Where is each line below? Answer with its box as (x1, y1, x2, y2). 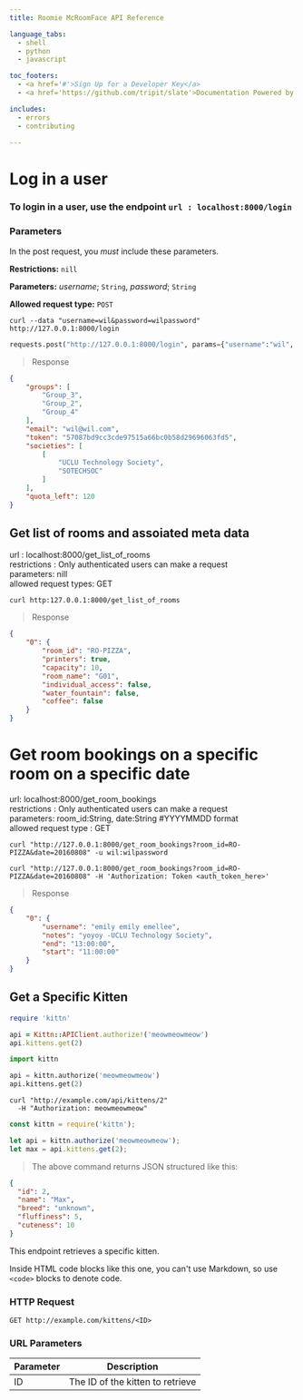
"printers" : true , (42, 655, 112, 664)
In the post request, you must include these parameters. (9, 246, 220, 257)
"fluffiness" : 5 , (17, 1212, 83, 1221)
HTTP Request (9, 1295, 75, 1307)
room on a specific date (9, 764, 191, 785)
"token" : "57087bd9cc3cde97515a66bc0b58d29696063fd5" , (25, 433, 238, 442)
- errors (17, 113, 51, 122)
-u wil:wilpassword (94, 848, 169, 857)
